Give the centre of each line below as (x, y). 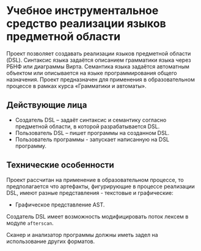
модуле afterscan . (30, 223)
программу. (31, 146)
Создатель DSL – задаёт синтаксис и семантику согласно (91, 120)
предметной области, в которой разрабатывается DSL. (87, 126)
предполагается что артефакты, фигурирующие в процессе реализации (101, 186)
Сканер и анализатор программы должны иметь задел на (82, 235)
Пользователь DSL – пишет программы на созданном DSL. (92, 133)
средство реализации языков (86, 24)
